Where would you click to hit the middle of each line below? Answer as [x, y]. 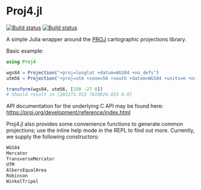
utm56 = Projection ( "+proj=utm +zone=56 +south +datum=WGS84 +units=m [96, 78]
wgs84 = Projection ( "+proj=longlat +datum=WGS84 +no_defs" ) [83, 73]
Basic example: [25, 51]
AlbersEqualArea [26, 170]
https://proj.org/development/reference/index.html [68, 113]
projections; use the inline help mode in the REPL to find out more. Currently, [100, 131]
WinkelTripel [22, 181]
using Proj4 [21, 62]
